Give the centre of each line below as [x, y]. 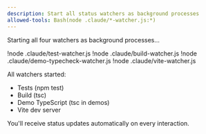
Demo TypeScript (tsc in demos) [63, 102]
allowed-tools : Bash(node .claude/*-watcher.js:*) [82, 20]
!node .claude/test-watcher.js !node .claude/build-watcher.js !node [102, 53]
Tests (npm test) [40, 87]
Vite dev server [39, 110]
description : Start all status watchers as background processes [103, 14]
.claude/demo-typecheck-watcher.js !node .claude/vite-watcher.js [102, 60]
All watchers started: [37, 74]
